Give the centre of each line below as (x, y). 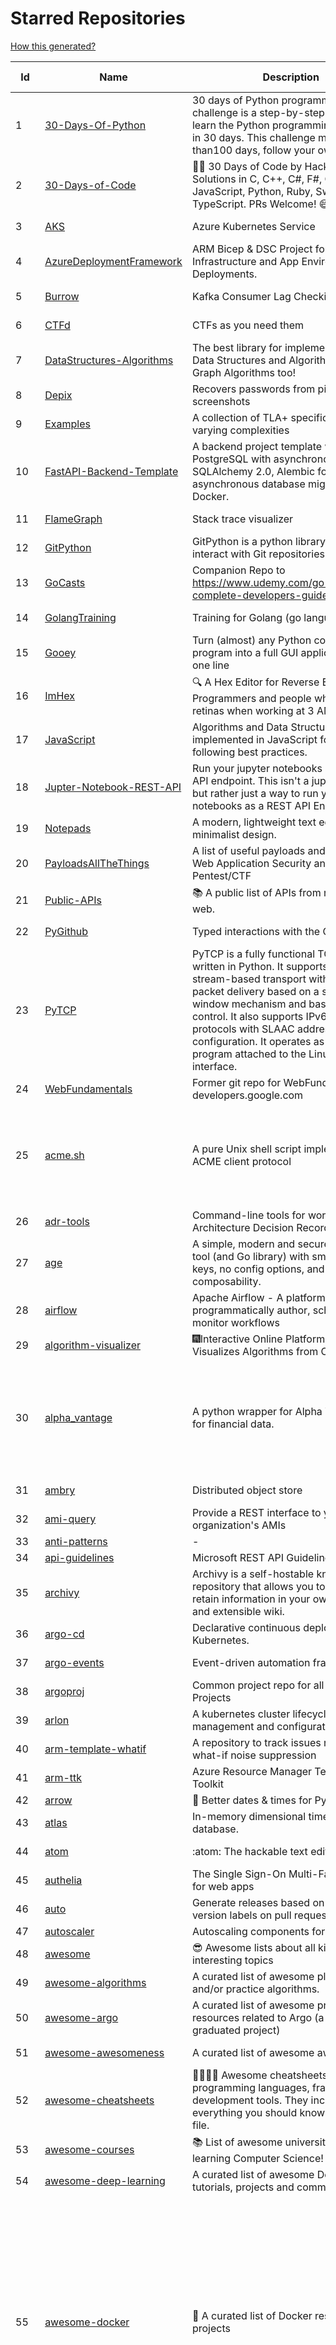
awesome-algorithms (95, 1982)
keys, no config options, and (258, 1269)
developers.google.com (247, 1095)
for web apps (223, 1886)
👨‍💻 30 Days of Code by (247, 166)
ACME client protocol (241, 1161)
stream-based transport (249, 979)
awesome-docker (87, 2322)
